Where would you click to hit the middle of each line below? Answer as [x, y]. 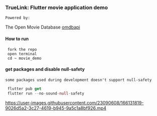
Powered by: [18, 18]
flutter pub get [24, 89]
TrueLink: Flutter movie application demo [57, 8]
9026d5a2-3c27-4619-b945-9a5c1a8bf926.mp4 [56, 108]
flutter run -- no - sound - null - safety [46, 93]
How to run [17, 39]
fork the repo [22, 49]
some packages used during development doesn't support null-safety [78, 80]
